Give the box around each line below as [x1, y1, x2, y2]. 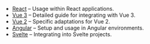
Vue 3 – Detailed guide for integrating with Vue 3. [12, 11, 135, 19]
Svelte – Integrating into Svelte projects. [12, 31, 112, 38]
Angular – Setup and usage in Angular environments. [12, 24, 144, 31]
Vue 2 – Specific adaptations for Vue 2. [12, 18, 111, 25]
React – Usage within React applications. [12, 5, 114, 12]
